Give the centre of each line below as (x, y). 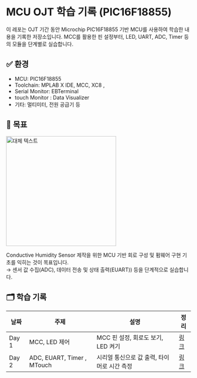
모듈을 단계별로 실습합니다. (43, 44)
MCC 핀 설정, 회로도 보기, (130, 338)
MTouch (40, 365)
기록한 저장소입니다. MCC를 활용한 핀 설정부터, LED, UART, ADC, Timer (100, 36)
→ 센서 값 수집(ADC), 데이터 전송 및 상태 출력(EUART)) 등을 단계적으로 (87, 270)
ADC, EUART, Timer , (58, 358)
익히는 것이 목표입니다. (43, 262)
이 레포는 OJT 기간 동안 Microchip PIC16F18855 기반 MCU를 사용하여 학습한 (95, 29)
